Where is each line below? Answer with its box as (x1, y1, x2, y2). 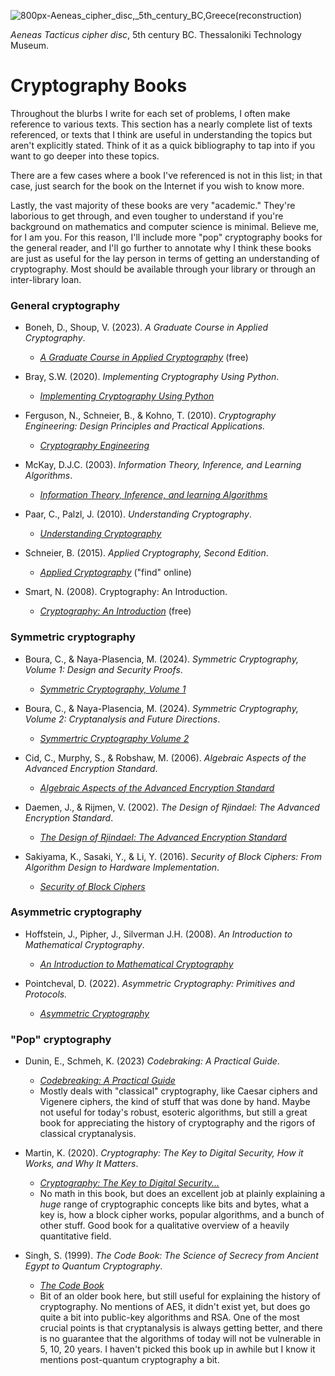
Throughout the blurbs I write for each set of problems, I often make (10, 107, 291, 119)
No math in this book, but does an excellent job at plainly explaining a (39, 1188, 325, 1200)
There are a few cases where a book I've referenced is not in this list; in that (10, 169, 323, 181)
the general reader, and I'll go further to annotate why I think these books (10, 241, 312, 254)
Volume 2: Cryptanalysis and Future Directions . (24, 713, 221, 725)
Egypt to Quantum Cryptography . (24, 1260, 163, 1272)
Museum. (10, 40, 50, 51)
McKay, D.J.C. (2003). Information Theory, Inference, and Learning (24, 459, 302, 471)
